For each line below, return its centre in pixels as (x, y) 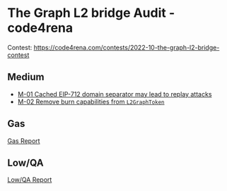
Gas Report (24, 141)
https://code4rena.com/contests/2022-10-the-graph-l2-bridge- (127, 47)
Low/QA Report (30, 180)
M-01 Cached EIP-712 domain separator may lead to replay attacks (115, 94)
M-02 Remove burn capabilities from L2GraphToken (91, 101)
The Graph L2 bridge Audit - (91, 13)
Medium (26, 77)
